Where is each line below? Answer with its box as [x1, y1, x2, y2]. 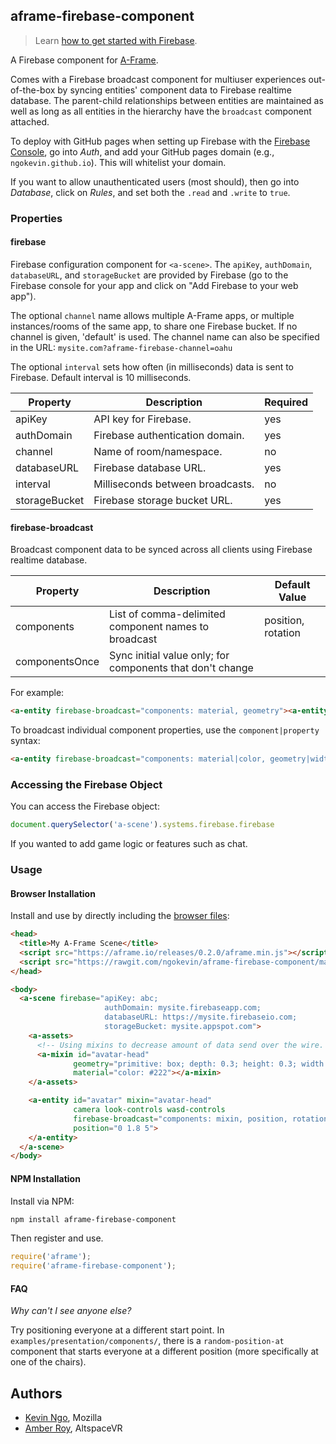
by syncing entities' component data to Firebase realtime [57, 84, 292, 96]
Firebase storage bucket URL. [93, 493, 233, 507]
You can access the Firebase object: [10, 800, 160, 813]
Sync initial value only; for [109, 649, 230, 663]
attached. [10, 115, 50, 128]
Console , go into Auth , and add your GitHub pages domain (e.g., [10, 145, 275, 158]
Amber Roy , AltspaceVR [24, 1422, 123, 1434]
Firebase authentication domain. [93, 428, 245, 442]
